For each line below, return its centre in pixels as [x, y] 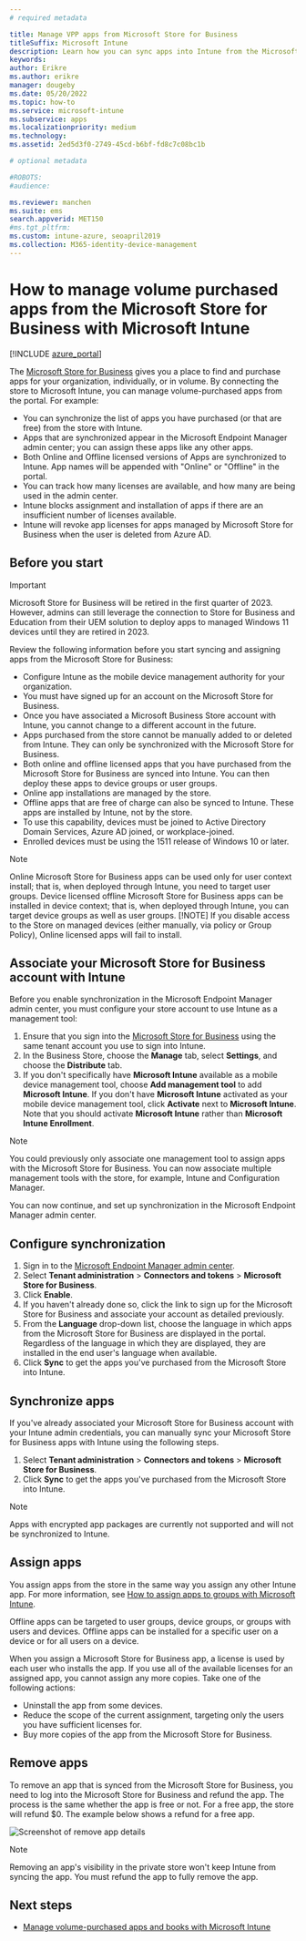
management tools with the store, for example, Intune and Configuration [145, 1178]
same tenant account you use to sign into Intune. [114, 1046]
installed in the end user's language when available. [120, 1353]
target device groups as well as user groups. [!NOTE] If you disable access [150, 915]
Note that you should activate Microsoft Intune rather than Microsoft [153, 1114]
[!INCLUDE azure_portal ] [56, 354]
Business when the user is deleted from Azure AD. [117, 534]
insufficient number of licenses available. [100, 515]
